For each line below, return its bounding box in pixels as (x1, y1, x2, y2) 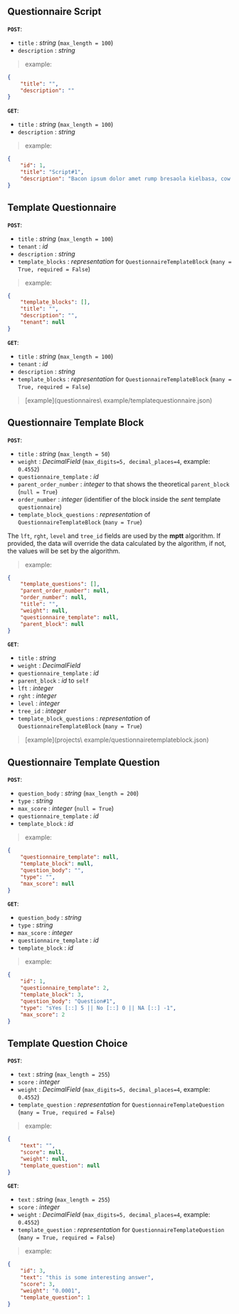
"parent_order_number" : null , (20, 587, 110, 594)
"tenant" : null (20, 319, 65, 326)
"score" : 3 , (20, 1281, 55, 1288)
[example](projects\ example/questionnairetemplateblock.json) (24, 735, 209, 744)
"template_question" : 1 (20, 1293, 91, 1301)
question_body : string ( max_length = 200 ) (17, 789, 139, 797)
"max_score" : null (20, 880, 75, 887)
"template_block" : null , (20, 860, 94, 867)
